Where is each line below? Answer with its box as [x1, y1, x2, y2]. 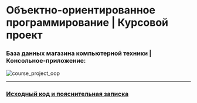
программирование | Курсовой [6, 16, 169, 29]
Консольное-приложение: [6, 57, 86, 65]
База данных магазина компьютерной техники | [6, 49, 152, 57]
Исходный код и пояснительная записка [6, 90, 129, 98]
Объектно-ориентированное [6, 4, 155, 17]
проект [6, 29, 43, 42]
